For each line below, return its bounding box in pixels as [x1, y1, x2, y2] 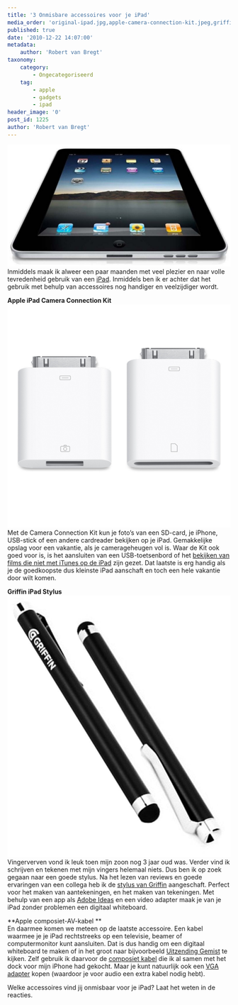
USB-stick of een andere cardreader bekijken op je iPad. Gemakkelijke [7, 536, 212, 545]
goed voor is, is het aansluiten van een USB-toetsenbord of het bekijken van [7, 551, 230, 560]
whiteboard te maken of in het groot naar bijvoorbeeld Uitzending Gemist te [7, 947, 228, 955]
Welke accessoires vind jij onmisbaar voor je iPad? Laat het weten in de [7, 983, 216, 992]
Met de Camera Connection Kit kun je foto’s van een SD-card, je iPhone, [7, 528, 218, 537]
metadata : [7, 41, 37, 49]
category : [20, 64, 50, 71]
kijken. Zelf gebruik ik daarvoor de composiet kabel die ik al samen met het [7, 955, 227, 963]
